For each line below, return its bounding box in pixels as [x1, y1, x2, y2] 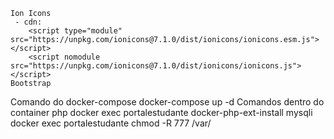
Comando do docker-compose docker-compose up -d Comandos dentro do [10, 96, 325, 108]
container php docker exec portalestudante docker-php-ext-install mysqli [10, 107, 313, 118]
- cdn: [14, 17, 43, 27]
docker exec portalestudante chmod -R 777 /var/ [10, 117, 212, 129]
